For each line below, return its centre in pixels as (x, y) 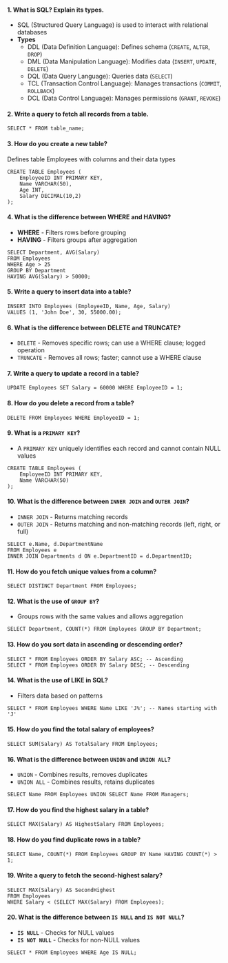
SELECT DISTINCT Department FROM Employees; (72, 586)
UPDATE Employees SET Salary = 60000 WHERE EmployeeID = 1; (95, 388)
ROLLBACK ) (41, 91)
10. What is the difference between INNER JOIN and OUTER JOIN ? (98, 501)
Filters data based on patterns (60, 696)
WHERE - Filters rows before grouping (71, 232)
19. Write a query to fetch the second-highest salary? (85, 875)
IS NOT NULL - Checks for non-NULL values (78, 940)
